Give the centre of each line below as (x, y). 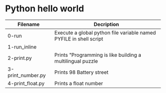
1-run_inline (22, 46)
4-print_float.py (26, 83)
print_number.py (27, 75)
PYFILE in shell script (79, 39)
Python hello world (45, 9)
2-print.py (20, 58)
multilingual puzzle (76, 61)
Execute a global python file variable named (105, 33)
